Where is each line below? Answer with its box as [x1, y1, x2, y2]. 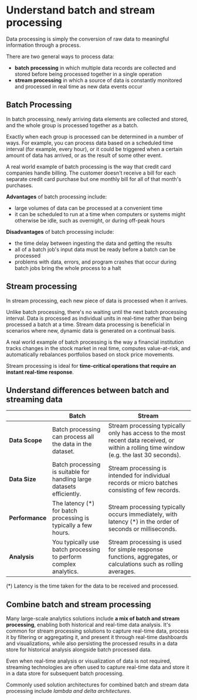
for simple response [108, 545, 164, 554]
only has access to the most [108, 429, 186, 437]
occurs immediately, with [108, 510, 178, 518]
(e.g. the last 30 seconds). [108, 451, 181, 459]
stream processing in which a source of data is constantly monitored [14, 77, 182, 84]
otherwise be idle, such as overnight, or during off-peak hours [14, 217, 165, 224]
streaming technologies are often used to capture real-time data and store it [6, 664, 189, 671]
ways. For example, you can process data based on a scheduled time [6, 139, 174, 146]
